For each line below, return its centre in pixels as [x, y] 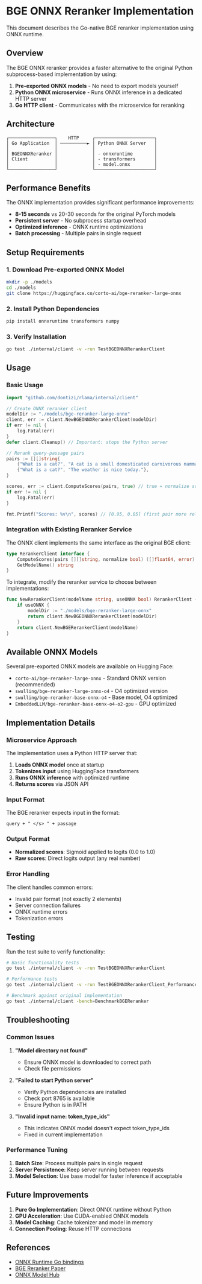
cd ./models [21, 288]
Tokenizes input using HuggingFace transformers [77, 771]
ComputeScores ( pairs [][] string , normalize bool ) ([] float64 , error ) [106, 559]
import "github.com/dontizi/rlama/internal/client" [72, 397]
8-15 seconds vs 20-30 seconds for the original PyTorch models [95, 214]
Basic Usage [25, 385]
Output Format [28, 839]
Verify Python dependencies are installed [75, 1092]
